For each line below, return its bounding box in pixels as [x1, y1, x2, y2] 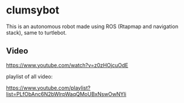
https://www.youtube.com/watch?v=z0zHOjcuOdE [6, 61, 129, 68]
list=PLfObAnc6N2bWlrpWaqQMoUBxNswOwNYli [6, 90, 127, 97]
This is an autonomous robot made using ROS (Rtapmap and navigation [6, 23, 179, 30]
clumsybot [6, 4, 60, 17]
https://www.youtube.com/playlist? [6, 84, 91, 91]
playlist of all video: [6, 73, 53, 80]
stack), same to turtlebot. [6, 29, 67, 36]
